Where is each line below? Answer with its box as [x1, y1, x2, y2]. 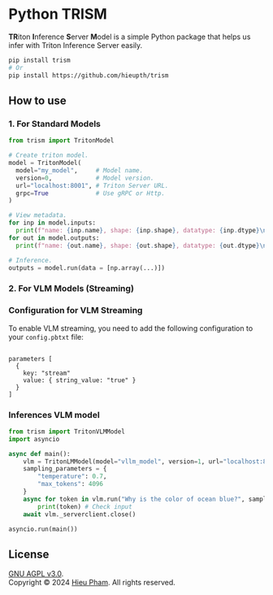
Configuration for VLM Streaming [8, 305, 143, 316]
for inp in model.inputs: [8, 219, 96, 228]
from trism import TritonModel [8, 137, 115, 145]
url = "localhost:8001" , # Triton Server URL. [15, 181, 169, 189]
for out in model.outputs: [8, 233, 100, 242]
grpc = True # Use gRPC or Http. [15, 189, 165, 198]
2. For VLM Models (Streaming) [8, 283, 134, 294]
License [8, 547, 50, 561]
